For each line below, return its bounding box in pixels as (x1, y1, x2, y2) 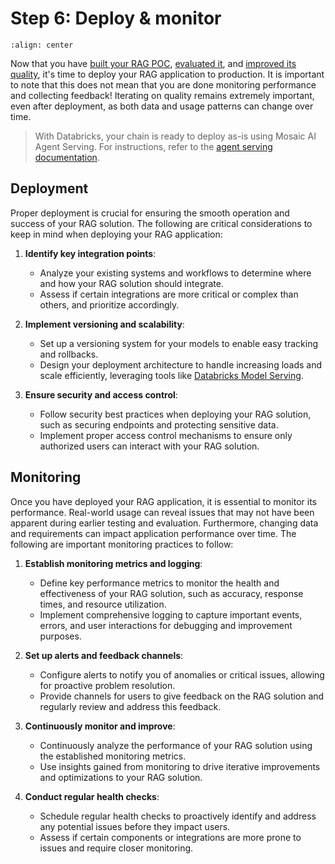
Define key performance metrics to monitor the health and (39, 577, 280, 589)
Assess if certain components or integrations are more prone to (39, 831, 302, 843)
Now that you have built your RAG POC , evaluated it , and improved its (10, 57, 297, 69)
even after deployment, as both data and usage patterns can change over (10, 100, 314, 112)
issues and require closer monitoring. (39, 842, 194, 854)
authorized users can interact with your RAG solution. (39, 440, 260, 452)
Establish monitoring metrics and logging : (24, 557, 203, 569)
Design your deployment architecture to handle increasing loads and (39, 358, 323, 371)
